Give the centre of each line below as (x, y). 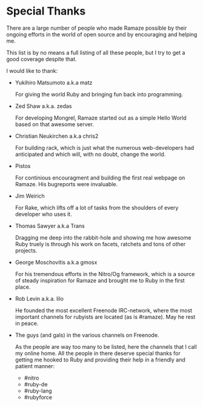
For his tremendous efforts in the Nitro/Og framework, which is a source (105, 274)
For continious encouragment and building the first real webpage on (100, 178)
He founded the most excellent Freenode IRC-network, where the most (104, 310)
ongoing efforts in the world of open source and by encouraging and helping (102, 34)
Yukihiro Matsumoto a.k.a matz (54, 82)
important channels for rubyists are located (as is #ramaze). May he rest (105, 317)
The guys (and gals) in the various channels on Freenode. (87, 335)
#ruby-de (36, 384)
